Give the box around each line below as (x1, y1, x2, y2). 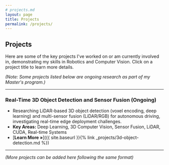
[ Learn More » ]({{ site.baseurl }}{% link (12, 134, 95, 141)
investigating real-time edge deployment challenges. (12, 119, 122, 125)
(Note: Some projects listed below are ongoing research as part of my (5, 74, 150, 80)
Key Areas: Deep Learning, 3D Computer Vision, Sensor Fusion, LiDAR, (12, 124, 161, 130)
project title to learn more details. (5, 64, 74, 70)
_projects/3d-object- (96, 134, 139, 141)
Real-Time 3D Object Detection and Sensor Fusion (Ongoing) (5, 96, 157, 103)
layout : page (5, 12, 33, 17)
